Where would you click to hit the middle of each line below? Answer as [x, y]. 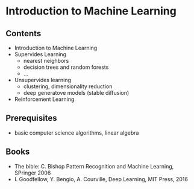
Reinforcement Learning [44, 99]
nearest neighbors [46, 61]
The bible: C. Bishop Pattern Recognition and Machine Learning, [94, 166]
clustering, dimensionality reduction [68, 86]
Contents [23, 34]
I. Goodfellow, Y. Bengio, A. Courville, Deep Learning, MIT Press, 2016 [101, 179]
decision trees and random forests [66, 67]
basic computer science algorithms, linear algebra [77, 133]
